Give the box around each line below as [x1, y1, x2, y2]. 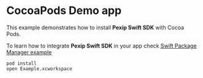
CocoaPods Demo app [6, 4, 122, 18]
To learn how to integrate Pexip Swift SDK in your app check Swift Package [6, 42, 197, 49]
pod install [6, 60, 37, 66]
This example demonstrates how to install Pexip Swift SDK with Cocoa [6, 24, 185, 31]
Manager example [6, 48, 52, 55]
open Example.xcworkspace [6, 65, 72, 72]
